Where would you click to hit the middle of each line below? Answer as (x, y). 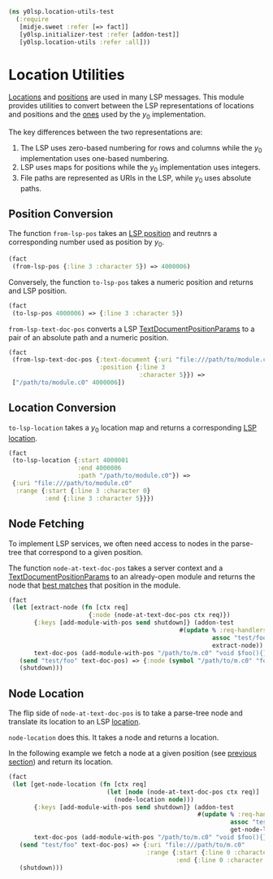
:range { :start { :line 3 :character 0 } (83, 491)
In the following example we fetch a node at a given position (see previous (133, 754)
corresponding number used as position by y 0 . (87, 243)
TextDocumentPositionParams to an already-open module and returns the (132, 576)
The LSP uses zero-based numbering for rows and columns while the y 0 (141, 149)
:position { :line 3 (132, 367)
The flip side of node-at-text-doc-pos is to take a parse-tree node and (126, 713)
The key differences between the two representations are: (106, 132)
